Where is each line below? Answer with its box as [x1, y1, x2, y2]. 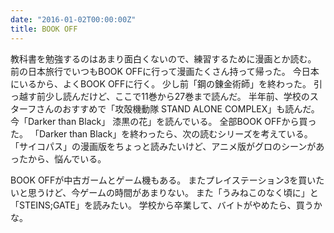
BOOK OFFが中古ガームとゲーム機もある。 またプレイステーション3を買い [10, 174, 317, 186]
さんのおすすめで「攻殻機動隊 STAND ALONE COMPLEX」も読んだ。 [36, 102, 320, 115]
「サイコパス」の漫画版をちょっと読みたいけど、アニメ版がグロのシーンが [10, 140, 317, 152]
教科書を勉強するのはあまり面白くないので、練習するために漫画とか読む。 [10, 52, 317, 65]
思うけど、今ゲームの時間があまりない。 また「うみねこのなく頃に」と [27, 186, 319, 198]
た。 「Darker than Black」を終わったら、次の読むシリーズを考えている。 [10, 127, 313, 140]
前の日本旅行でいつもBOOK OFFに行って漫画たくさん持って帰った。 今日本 [10, 65, 320, 77]
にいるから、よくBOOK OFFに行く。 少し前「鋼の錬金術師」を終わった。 [10, 77, 312, 90]
